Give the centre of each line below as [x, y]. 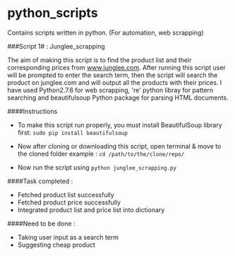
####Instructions [32, 111]
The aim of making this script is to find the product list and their [100, 60]
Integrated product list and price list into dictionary [91, 209]
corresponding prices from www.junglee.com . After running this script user [116, 67]
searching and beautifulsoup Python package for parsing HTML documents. [118, 98]
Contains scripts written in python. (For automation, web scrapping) [106, 33]
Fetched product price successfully [69, 202]
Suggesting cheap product [56, 245]
